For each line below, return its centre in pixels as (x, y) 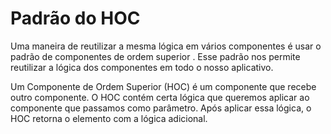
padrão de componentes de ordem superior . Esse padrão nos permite (155, 56)
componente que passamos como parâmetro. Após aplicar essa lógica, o (161, 108)
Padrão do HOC (75, 18)
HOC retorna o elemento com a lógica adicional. (109, 118)
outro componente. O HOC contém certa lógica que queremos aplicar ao (160, 97)
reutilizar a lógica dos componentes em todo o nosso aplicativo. (142, 67)
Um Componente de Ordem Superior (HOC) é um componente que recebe (163, 86)
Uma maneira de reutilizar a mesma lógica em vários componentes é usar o (166, 46)
